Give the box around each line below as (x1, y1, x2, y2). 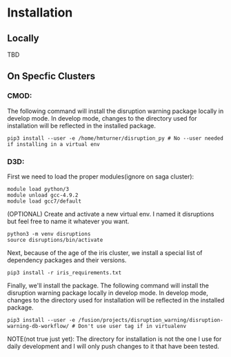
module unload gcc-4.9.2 (7, 192, 79, 198)
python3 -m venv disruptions (7, 230, 91, 237)
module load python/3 (7, 185, 70, 192)
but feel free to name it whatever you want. (7, 217, 130, 225)
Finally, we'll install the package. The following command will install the (7, 281, 209, 289)
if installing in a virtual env (7, 141, 100, 147)
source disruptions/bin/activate (7, 236, 103, 243)
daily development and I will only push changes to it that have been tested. (7, 342, 219, 350)
